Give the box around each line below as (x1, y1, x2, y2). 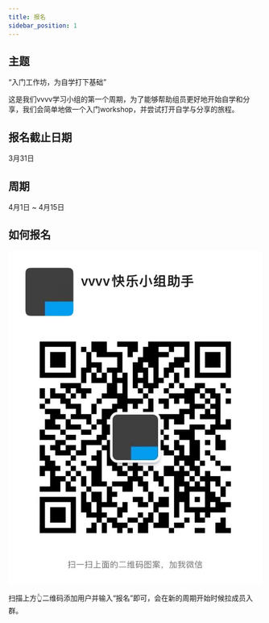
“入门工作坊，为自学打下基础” (8, 77, 107, 87)
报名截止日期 (8, 130, 72, 144)
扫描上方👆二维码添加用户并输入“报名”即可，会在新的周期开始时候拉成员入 (8, 593, 254, 603)
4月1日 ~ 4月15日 (8, 202, 64, 211)
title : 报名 (8, 13, 46, 21)
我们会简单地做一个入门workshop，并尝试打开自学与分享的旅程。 (22, 105, 239, 115)
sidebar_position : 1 (8, 21, 78, 30)
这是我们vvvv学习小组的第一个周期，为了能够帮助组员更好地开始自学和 (8, 94, 243, 104)
